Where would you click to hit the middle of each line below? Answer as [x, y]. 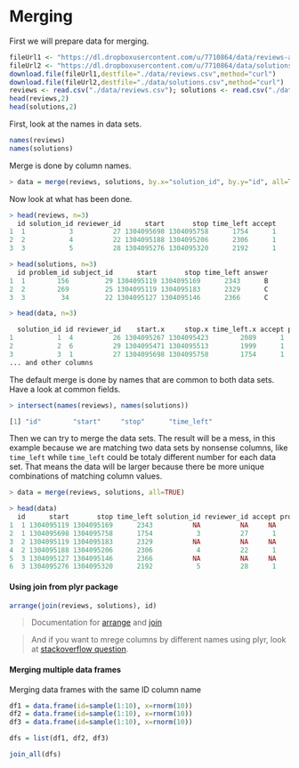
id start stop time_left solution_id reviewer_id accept [147, 517]
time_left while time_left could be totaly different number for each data [143, 457]
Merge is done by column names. [70, 166]
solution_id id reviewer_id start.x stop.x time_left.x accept [151, 330]
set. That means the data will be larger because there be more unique [137, 467]
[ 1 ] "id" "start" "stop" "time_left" [111, 421]
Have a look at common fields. [65, 389]
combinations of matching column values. [86, 476]
